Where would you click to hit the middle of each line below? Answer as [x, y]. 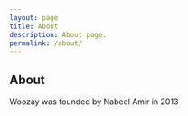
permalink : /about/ [46, 43]
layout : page [34, 18]
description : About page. [58, 34]
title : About [34, 26]
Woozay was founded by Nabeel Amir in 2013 [94, 101]
